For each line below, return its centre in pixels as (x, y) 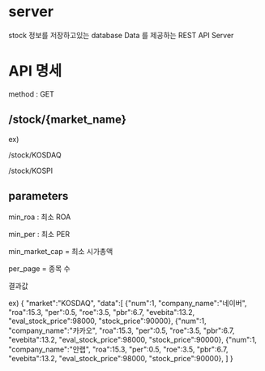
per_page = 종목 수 (39, 268)
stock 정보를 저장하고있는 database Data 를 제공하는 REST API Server (121, 35)
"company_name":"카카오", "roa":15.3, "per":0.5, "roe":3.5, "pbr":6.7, (122, 330)
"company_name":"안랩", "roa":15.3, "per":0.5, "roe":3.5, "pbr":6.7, (118, 349)
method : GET (32, 94)
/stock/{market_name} (68, 120)
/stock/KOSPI (31, 170)
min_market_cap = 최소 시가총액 (61, 251)
